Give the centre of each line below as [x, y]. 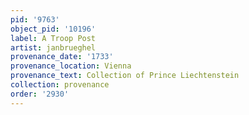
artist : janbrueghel [53, 47]
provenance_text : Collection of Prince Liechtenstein [125, 76]
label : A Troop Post [53, 38]
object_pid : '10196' [53, 29]
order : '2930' [40, 94]
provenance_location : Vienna [71, 66]
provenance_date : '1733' [62, 57]
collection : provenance [60, 85]
